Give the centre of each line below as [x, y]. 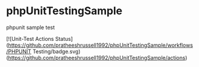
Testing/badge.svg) [57, 51]
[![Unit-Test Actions [30, 39]
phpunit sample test [31, 27]
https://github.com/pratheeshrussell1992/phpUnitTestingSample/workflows [101, 45]
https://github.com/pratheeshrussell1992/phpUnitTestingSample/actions [97, 58]
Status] [64, 39]
